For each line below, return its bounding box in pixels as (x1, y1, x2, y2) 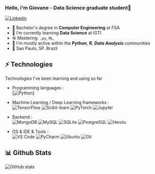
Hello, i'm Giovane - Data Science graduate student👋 (5, 4, 132, 11)
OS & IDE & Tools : (12, 129, 49, 135)
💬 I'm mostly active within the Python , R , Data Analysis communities (12, 40, 151, 46)
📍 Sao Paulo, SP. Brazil (12, 46, 58, 52)
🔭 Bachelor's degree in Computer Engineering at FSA (12, 25, 120, 31)
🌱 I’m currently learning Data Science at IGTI (12, 30, 102, 36)
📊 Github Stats (5, 148, 52, 157)
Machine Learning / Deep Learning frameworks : (12, 100, 109, 105)
